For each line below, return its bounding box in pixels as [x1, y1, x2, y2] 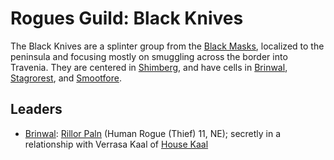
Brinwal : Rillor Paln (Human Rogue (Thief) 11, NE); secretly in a [24, 127, 282, 139]
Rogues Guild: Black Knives [10, 7, 244, 30]
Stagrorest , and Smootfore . [10, 72, 122, 84]
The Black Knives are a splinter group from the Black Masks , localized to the [10, 40, 325, 52]
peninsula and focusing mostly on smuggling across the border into [10, 50, 288, 62]
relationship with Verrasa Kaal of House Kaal [24, 138, 209, 150]
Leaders [10, 101, 63, 118]
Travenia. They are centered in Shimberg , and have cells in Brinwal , [10, 61, 288, 73]
